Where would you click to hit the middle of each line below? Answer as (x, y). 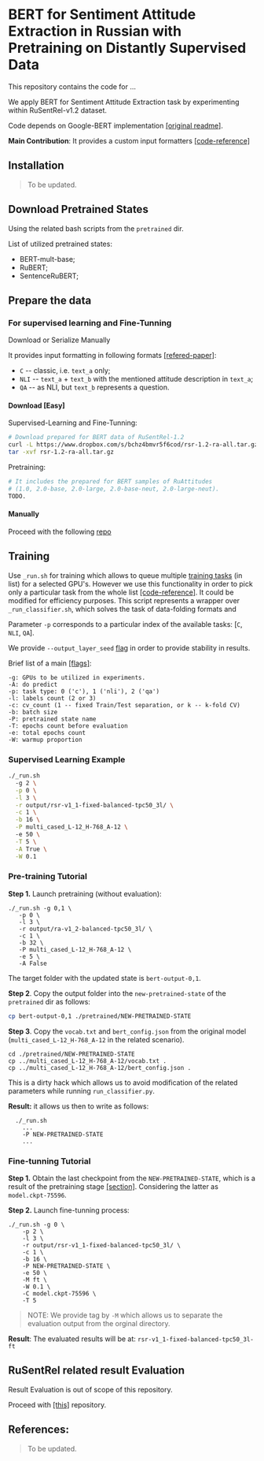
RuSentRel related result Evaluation (96, 1371)
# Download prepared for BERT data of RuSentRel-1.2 (96, 438)
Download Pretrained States (79, 209)
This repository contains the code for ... (72, 86)
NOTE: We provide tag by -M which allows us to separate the (125, 1315)
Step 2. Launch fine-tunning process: (69, 1210)
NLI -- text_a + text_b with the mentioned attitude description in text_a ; (136, 379)
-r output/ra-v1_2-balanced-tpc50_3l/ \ (86, 929)
